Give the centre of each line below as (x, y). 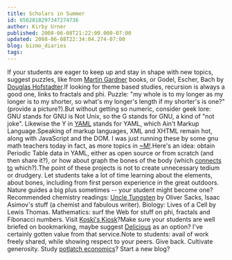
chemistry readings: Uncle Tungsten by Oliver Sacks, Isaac (136, 197)
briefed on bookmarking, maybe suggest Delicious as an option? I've (105, 227)
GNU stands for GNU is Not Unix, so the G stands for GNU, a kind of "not (111, 116)
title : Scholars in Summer (46, 14)
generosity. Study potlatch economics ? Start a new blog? (89, 249)
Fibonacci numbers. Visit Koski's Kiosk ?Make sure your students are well (111, 219)
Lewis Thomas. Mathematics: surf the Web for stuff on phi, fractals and (109, 211)
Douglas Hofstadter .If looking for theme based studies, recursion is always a (116, 87)
